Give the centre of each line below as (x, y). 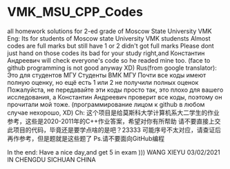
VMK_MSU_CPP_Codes (75, 12)
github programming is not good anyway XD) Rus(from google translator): (112, 68)
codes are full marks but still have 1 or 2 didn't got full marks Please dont (111, 46)
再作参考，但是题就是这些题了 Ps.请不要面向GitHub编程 (86, 138)
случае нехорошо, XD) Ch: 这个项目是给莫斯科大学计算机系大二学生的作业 (113, 112)
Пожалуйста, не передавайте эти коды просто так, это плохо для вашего (115, 90)
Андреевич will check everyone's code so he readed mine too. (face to (109, 60)
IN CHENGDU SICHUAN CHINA (52, 159)
